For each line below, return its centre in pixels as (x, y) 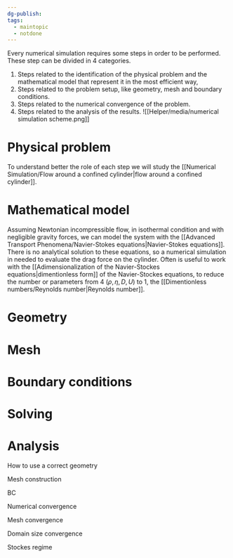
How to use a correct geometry (53, 465)
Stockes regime (30, 547)
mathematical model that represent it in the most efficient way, (108, 82)
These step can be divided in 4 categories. (69, 61)
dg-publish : (25, 14)
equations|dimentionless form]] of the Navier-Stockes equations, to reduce (116, 274)
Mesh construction (34, 479)
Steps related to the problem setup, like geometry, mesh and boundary (120, 89)
